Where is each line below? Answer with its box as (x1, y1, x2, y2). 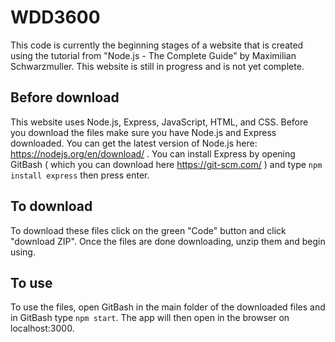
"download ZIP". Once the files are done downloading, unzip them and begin (10, 235, 326, 247)
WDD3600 (10, 6, 101, 29)
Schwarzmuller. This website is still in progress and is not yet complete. (10, 60, 305, 72)
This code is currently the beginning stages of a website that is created (10, 39, 304, 51)
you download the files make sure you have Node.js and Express (10, 126, 277, 138)
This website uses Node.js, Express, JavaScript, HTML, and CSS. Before (10, 116, 309, 128)
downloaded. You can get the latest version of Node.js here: (10, 137, 258, 149)
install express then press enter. (10, 169, 150, 181)
